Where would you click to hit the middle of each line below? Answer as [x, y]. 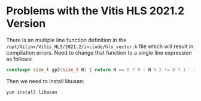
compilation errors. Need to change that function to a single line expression [99, 52]
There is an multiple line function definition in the [66, 40]
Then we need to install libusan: [45, 81]
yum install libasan [32, 92]
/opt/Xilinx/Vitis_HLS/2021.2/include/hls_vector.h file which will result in [100, 46]
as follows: [19, 59]
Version [26, 23]
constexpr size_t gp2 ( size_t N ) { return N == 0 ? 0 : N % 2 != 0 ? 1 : [99, 70]
